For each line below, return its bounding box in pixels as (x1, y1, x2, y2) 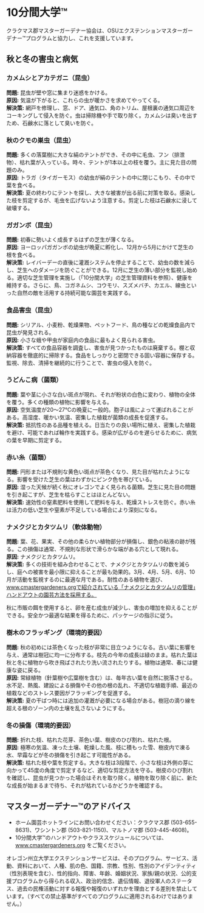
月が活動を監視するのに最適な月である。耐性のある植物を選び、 (6, 576, 166, 583)
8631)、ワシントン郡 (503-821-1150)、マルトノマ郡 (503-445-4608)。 (15, 826, 192, 833)
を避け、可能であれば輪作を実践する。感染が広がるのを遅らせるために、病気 (6, 429, 197, 436)
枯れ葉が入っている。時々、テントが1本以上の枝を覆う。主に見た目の (19, 158, 192, 166)
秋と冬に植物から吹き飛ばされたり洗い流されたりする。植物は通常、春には (6, 658, 192, 666)
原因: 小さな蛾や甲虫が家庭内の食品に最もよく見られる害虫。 (6, 336, 159, 344)
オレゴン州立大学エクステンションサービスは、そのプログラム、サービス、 (6, 854, 192, 862)
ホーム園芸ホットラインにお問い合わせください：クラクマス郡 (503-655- (15, 819, 197, 826)
